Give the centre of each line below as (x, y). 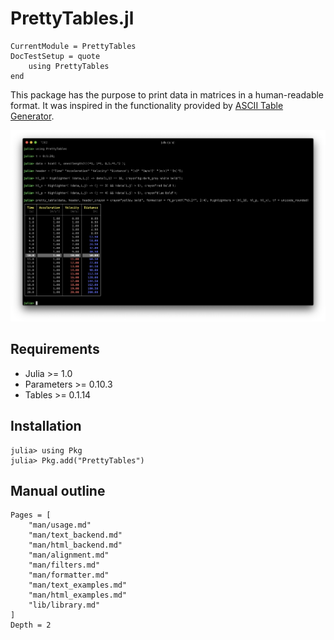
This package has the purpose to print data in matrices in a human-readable (167, 94)
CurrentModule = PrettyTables (73, 46)
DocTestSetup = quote (55, 56)
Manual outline (58, 490)
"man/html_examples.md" (78, 595)
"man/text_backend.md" (75, 535)
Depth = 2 (31, 625)
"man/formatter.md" (69, 575)
